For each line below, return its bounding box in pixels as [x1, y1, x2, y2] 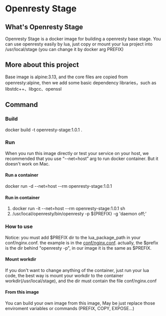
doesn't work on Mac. [5, 160, 50, 166]
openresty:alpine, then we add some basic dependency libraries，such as [5, 80, 157, 86]
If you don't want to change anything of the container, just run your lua [5, 267, 150, 273]
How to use [5, 223, 33, 230]
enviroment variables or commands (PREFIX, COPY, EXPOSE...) [5, 305, 135, 311]
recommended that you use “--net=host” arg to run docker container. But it [5, 156, 159, 161]
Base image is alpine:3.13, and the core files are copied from [5, 74, 128, 80]
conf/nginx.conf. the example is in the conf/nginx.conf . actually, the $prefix [5, 240, 159, 246]
